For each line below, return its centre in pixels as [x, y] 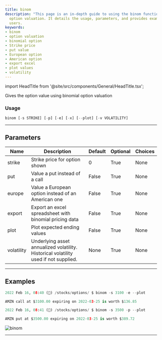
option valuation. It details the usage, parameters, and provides [79, 18]
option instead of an [54, 193]
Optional [121, 151]
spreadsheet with [51, 213]
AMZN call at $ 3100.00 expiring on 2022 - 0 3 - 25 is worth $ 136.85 [71, 301]
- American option [23, 59]
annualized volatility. [54, 247]
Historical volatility [52, 253]
